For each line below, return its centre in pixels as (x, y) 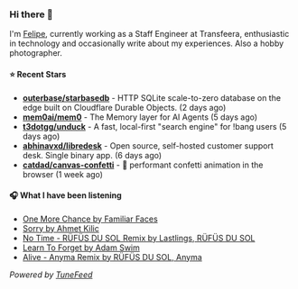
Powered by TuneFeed (51, 275)
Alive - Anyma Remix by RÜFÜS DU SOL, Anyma (112, 257)
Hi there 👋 (32, 14)
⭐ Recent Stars (38, 74)
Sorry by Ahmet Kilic (61, 228)
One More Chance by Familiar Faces (90, 219)
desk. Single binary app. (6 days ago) (92, 155)
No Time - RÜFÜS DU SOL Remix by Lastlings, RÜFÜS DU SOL (139, 238)
